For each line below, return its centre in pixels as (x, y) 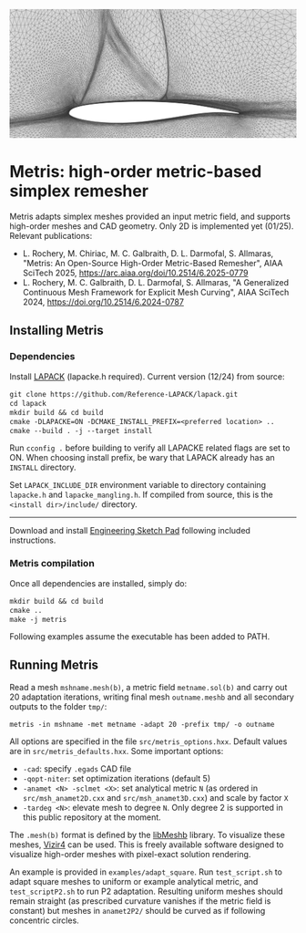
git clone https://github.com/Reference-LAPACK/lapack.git (124, 394)
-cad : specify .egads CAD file (77, 768)
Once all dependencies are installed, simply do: (98, 583)
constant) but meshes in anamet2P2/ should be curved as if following (138, 910)
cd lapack (28, 403)
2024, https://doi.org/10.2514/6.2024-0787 (103, 302)
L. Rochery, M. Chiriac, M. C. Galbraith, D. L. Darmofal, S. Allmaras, (148, 253)
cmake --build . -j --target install (81, 430)
